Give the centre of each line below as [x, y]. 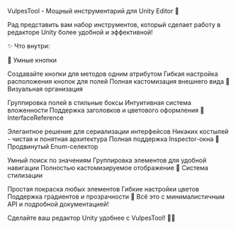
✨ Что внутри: [29, 46]
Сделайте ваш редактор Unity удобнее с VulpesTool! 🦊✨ [91, 218]
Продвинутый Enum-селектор [53, 146]
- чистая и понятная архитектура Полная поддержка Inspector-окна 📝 [113, 139]
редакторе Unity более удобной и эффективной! [80, 32]
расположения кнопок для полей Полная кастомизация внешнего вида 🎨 [119, 81]
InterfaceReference [35, 118]
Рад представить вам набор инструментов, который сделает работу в [114, 24]
